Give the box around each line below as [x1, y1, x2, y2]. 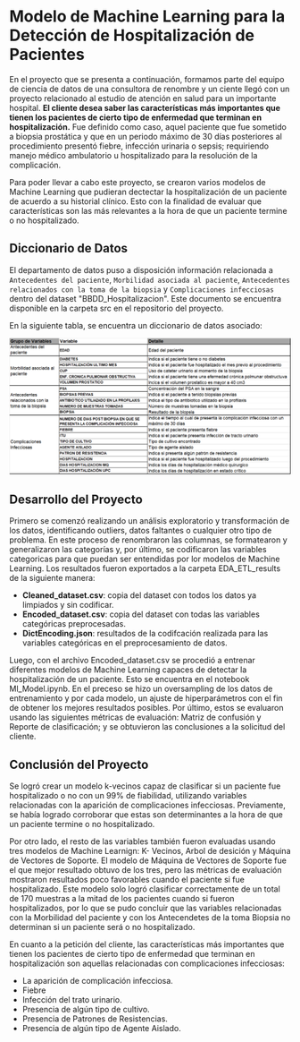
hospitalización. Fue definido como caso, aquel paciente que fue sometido [9, 121, 287, 132]
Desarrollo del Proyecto [9, 491, 143, 507]
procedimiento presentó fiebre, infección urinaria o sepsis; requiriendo [9, 141, 270, 151]
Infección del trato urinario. [21, 995, 122, 1004]
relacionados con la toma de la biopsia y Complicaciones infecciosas [9, 284, 274, 295]
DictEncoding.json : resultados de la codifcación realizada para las [21, 628, 269, 639]
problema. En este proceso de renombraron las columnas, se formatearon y [9, 534, 287, 545]
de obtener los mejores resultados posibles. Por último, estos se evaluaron [9, 703, 284, 713]
